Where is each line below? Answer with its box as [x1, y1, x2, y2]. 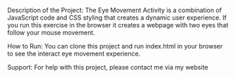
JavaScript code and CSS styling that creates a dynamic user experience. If [7, 13, 227, 22]
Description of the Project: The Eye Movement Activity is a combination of [7, 6, 222, 14]
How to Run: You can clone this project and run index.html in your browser [7, 42, 223, 50]
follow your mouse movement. [7, 28, 95, 37]
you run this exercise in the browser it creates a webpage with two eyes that [7, 21, 229, 29]
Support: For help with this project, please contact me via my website [7, 63, 209, 71]
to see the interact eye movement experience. [7, 49, 141, 58]
